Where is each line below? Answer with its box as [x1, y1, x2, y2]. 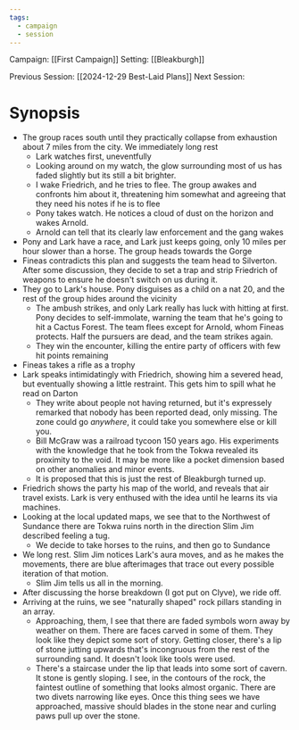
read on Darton [21, 388, 79, 399]
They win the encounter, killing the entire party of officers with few [35, 341, 281, 352]
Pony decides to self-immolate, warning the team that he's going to [35, 312, 284, 323]
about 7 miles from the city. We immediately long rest [21, 142, 219, 153]
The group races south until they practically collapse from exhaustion [21, 132, 278, 143]
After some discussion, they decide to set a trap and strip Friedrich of [21, 265, 278, 276]
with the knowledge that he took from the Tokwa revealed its [35, 445, 259, 456]
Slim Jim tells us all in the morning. [35, 577, 163, 589]
